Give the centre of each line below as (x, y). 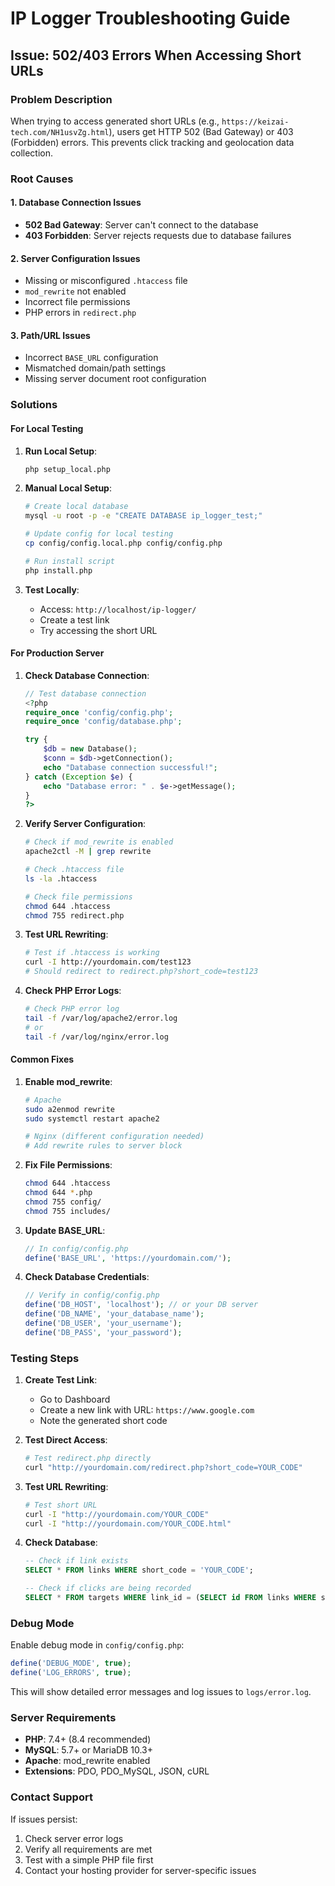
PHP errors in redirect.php (80, 313)
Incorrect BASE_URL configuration (91, 358)
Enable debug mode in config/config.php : (97, 1645)
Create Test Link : (61, 1380)
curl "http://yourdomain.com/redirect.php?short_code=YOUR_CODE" (163, 1467)
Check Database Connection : (87, 675)
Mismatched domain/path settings (95, 368)
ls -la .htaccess (61, 878)
